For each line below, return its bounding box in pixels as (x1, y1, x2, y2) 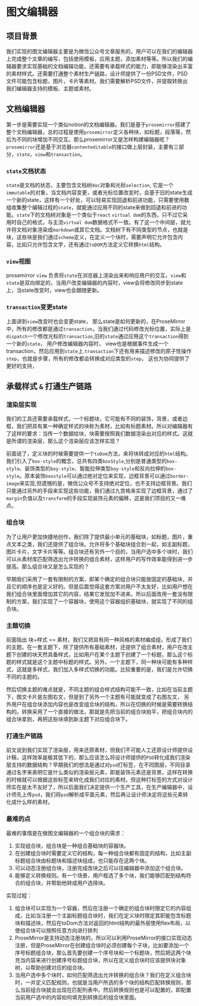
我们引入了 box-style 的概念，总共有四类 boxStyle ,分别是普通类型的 (6, 458, 167, 465)
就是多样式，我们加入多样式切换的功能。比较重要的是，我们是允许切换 (21, 666, 193, 673)
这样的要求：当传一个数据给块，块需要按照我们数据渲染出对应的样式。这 (11, 430, 188, 437)
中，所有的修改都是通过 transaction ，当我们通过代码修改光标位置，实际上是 (6, 325, 191, 332)
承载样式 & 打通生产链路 (6, 381, 92, 392)
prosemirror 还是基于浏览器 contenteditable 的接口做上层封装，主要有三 (6, 143, 179, 150)
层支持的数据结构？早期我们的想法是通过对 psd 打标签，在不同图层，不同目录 (6, 761, 191, 768)
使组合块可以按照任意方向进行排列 (14, 926, 98, 934)
